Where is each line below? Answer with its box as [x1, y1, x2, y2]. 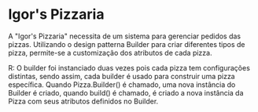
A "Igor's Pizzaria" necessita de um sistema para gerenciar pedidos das [8, 31, 241, 41]
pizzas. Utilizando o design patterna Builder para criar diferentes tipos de [8, 39, 245, 49]
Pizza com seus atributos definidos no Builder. [8, 96, 159, 106]
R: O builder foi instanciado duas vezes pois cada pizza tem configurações [8, 63, 250, 72]
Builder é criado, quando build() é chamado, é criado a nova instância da [8, 88, 244, 97]
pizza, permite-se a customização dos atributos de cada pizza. [8, 48, 212, 57]
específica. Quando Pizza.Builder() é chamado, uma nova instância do [8, 80, 236, 89]
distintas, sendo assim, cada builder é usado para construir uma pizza [8, 71, 235, 81]
